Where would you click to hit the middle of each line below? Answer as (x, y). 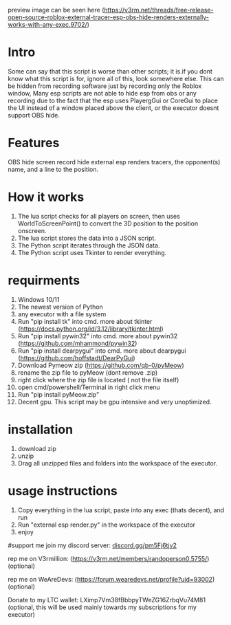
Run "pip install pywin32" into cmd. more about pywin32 (98, 336)
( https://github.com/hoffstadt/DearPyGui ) (77, 358)
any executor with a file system (62, 314)
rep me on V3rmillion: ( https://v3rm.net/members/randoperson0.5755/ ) (109, 558)
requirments (44, 281)
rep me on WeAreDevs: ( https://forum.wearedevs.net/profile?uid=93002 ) (111, 579)
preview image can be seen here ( (56, 10)
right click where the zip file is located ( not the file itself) (98, 380)
